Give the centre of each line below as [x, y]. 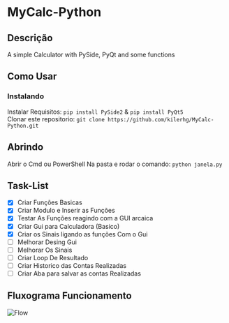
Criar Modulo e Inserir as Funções [66, 211]
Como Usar [32, 76]
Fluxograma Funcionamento [69, 296]
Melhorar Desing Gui [47, 242]
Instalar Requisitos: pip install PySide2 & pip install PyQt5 [95, 112]
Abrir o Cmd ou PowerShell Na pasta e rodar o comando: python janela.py [115, 164]
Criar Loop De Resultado [53, 257]
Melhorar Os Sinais [45, 250]
